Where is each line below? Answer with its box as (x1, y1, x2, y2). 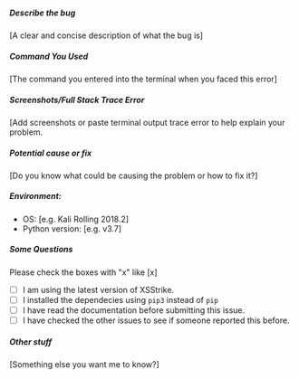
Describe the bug (9, 7, 76, 18)
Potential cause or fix (9, 147, 92, 158)
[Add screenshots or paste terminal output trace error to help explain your (9, 117, 285, 128)
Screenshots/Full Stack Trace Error (9, 94, 145, 105)
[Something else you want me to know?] (9, 359, 160, 370)
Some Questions (9, 244, 73, 255)
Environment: (9, 191, 62, 202)
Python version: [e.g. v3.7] (22, 223, 122, 234)
